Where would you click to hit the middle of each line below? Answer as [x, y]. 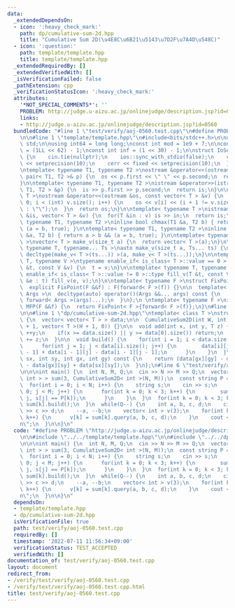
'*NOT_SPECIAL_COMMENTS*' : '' [64, 105]
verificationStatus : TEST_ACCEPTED [65, 548]
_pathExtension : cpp [43, 85]
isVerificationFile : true [51, 522]
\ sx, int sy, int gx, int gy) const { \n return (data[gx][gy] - [122, 359]
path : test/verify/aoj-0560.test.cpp [69, 528]
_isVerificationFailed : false [57, 79]
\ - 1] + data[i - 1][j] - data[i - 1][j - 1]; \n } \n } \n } [123, 352]
